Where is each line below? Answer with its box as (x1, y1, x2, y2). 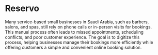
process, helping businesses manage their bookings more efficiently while (5, 39, 154, 45)
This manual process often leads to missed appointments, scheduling (5, 29, 144, 35)
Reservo (5, 3, 40, 14)
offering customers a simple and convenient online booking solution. (5, 44, 142, 50)
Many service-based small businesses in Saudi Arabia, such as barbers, (5, 19, 149, 25)
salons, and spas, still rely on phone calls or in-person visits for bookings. (5, 24, 152, 29)
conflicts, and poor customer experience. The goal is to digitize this (5, 34, 140, 40)
